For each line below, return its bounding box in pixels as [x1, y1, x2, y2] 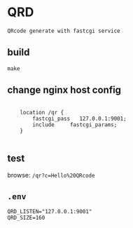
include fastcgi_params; [32, 121, 118, 128]
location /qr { [20, 109, 64, 116]
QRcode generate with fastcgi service [7, 27, 120, 34]
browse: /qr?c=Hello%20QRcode [7, 171, 95, 180]
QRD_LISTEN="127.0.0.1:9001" [7, 208, 92, 215]
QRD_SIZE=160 [7, 215, 45, 222]
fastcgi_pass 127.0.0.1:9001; [32, 115, 127, 122]
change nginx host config [7, 84, 121, 96]
